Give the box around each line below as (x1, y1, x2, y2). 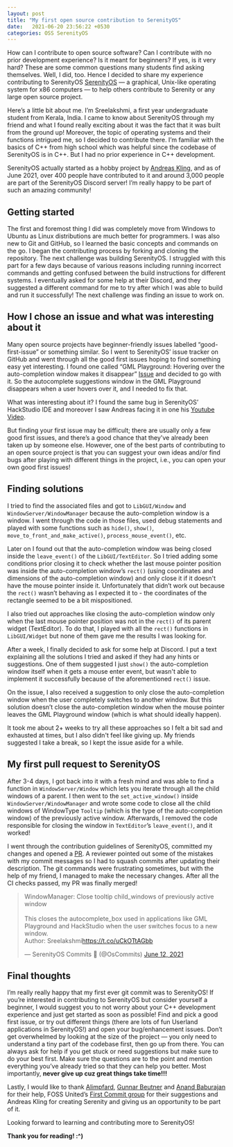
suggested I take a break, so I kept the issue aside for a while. (7, 738, 184, 747)
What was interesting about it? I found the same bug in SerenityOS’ (7, 398, 199, 406)
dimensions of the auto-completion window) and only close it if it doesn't (7, 574, 216, 582)
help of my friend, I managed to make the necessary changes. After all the (7, 872, 220, 880)
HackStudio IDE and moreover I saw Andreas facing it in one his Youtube (7, 405, 215, 414)
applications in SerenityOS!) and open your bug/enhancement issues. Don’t (7, 1025, 223, 1034)
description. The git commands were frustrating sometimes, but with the (7, 864, 214, 872)
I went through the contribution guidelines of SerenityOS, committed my (7, 842, 213, 850)
